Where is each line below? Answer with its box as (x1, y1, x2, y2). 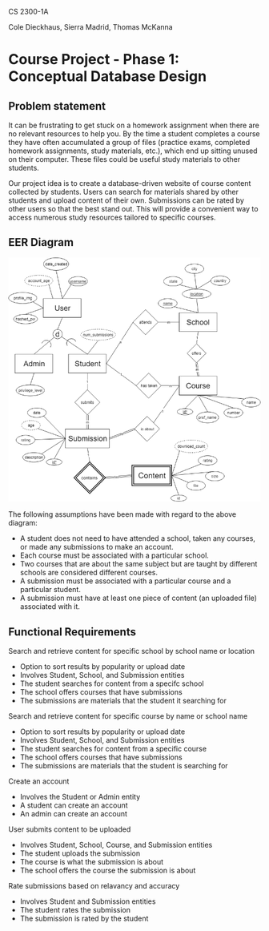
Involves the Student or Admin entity (19, 792, 141, 802)
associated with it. (19, 602, 80, 611)
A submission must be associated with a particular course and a (19, 576, 231, 586)
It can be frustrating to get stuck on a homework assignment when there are (8, 120, 260, 130)
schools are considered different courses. (19, 568, 159, 578)
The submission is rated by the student (19, 913, 149, 924)
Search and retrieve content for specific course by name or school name (8, 711, 248, 721)
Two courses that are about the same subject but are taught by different (19, 559, 258, 569)
